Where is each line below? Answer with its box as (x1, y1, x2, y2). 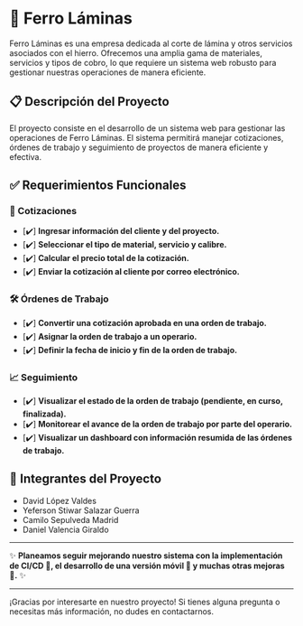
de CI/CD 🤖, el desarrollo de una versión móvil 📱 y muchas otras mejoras (9, 560, 286, 571)
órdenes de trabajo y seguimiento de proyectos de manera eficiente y (9, 142, 269, 153)
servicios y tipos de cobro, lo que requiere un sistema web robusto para (9, 57, 277, 68)
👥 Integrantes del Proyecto (9, 472, 162, 487)
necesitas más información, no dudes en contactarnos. (9, 605, 215, 617)
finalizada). (22, 408, 67, 419)
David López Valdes (22, 495, 97, 506)
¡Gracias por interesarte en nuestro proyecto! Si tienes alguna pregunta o (9, 596, 280, 607)
